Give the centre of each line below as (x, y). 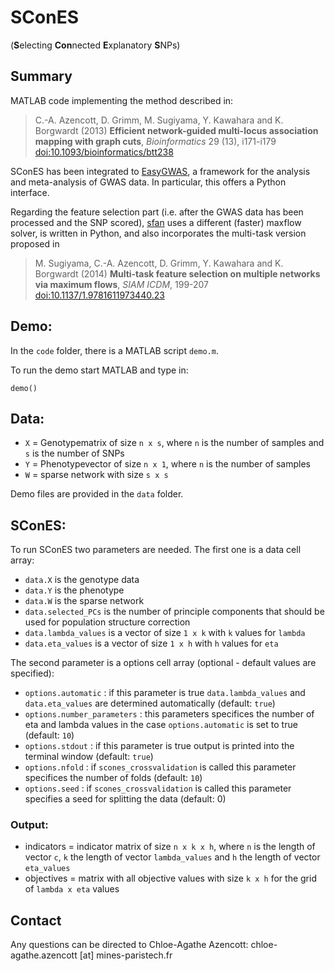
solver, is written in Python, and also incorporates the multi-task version (158, 233)
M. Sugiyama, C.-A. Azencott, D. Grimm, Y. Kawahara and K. (159, 263)
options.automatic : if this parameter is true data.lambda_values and (165, 693)
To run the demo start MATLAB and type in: (99, 370)
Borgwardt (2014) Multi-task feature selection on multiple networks (177, 273)
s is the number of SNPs (74, 453)
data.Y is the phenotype (74, 590)
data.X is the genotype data (82, 580)
